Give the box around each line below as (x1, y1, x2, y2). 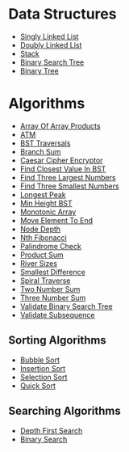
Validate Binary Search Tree (19, 301, 113, 311)
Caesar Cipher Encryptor (19, 155, 103, 165)
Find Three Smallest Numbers (19, 181, 119, 191)
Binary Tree (19, 65, 59, 75)
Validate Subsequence (19, 310, 95, 319)
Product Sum (19, 250, 64, 260)
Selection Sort (19, 372, 68, 382)
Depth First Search (19, 425, 83, 435)
